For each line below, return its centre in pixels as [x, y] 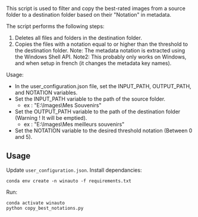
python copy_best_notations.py [45, 208]
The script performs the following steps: [55, 26]
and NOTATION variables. [46, 93]
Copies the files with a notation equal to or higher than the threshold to [101, 44]
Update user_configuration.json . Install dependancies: [74, 170]
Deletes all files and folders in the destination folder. [78, 38]
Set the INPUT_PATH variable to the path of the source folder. [90, 99]
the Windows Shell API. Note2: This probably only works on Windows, [100, 57]
